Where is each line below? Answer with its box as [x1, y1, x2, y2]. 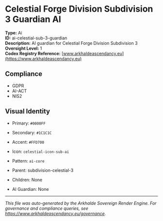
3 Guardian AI [5, 14, 62, 25]
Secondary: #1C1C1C [12, 129, 52, 135]
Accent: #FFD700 [12, 139, 45, 145]
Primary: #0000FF [12, 120, 46, 126]
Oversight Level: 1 [5, 45, 42, 51]
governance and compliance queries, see [5, 205, 88, 211]
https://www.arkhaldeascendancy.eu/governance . [5, 210, 106, 216]
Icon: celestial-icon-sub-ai [12, 148, 69, 154]
